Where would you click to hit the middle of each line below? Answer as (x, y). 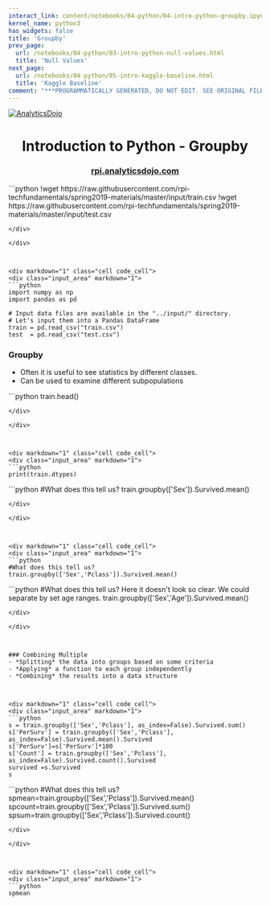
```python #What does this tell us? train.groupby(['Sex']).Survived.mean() (129, 490)
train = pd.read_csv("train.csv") (66, 327)
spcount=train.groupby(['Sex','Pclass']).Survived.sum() (100, 807)
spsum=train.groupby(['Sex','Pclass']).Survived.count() (100, 815)
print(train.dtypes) (43, 475)
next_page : (27, 68)
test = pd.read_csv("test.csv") (64, 335)
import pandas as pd (43, 299)
